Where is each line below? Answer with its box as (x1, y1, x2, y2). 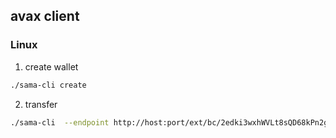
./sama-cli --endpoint (10, 117, 110, 128)
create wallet (24, 60, 79, 73)
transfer (24, 98, 58, 110)
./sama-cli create (10, 80, 87, 90)
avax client (10, 8, 80, 25)
